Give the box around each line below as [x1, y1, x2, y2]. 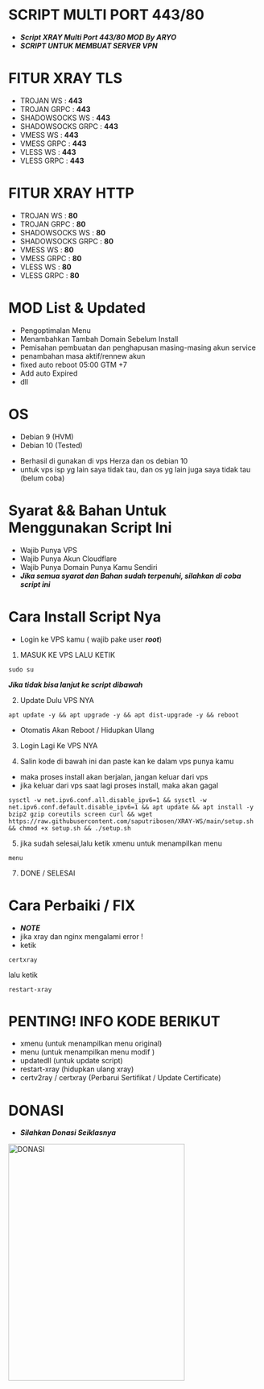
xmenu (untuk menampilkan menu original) [19, 1038, 163, 1049]
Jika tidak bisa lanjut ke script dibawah [8, 680, 143, 689]
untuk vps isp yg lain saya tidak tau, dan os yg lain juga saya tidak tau [19, 464, 251, 474]
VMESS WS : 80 [19, 244, 74, 255]
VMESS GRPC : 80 [19, 253, 82, 263]
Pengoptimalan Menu [19, 325, 91, 335]
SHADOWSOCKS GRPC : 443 [19, 121, 119, 131]
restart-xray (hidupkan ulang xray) [19, 1064, 134, 1074]
